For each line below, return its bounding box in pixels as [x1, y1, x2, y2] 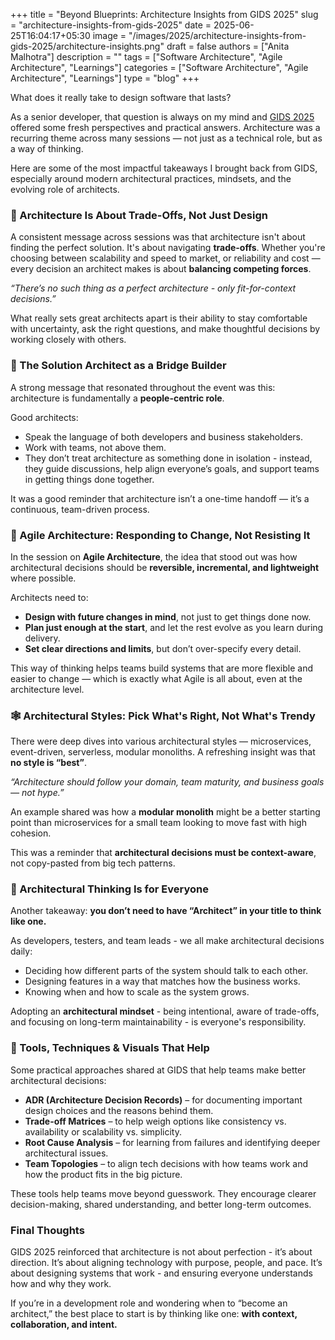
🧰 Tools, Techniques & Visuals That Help [10, 1041, 210, 1055]
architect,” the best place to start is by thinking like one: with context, [10, 1308, 298, 1320]
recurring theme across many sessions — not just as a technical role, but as [10, 132, 323, 144]
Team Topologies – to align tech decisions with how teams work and [24, 1157, 309, 1169]
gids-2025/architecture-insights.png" [10, 40, 165, 52]
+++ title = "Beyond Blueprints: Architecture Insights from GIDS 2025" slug [10, 9, 319, 20]
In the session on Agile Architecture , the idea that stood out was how [10, 550, 298, 563]
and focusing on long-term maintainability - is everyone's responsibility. [10, 1016, 307, 1028]
